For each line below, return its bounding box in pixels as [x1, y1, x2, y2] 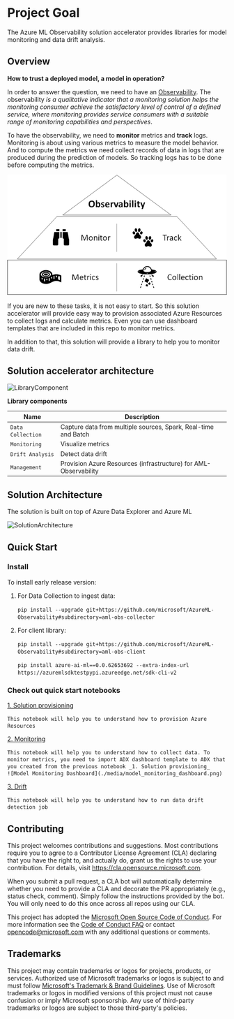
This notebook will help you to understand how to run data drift [7, 797, 204, 804]
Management [10, 464, 42, 471]
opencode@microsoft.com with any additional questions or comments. [7, 928, 210, 936]
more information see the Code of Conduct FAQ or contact [7, 920, 175, 928]
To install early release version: [7, 578, 97, 586]
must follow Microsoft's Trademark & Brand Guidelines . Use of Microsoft [7, 981, 215, 990]
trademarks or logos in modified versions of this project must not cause [7, 988, 212, 997]
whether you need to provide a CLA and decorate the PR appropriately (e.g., [7, 884, 226, 893]
